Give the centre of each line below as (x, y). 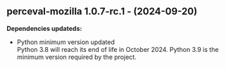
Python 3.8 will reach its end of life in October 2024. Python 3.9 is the (118, 49)
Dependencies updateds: (44, 28)
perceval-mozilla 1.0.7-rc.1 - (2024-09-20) (102, 12)
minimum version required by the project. (76, 57)
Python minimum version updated (66, 42)
